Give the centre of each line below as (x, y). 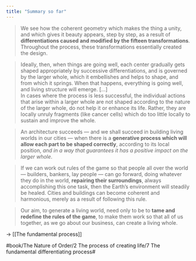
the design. (34, 53)
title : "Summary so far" (36, 11)
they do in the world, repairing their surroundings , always (91, 180)
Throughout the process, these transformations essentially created (101, 47)
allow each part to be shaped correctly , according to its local (95, 144)
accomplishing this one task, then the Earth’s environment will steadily (105, 186)
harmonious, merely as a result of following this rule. (84, 199)
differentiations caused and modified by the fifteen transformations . (105, 40)
